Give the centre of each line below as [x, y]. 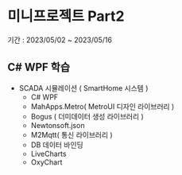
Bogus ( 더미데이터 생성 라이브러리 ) [87, 116]
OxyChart [46, 162]
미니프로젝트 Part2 [66, 16]
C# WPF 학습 [39, 67]
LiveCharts [48, 154]
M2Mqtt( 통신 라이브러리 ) [72, 134]
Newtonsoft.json [58, 125]
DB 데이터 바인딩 [57, 145]
